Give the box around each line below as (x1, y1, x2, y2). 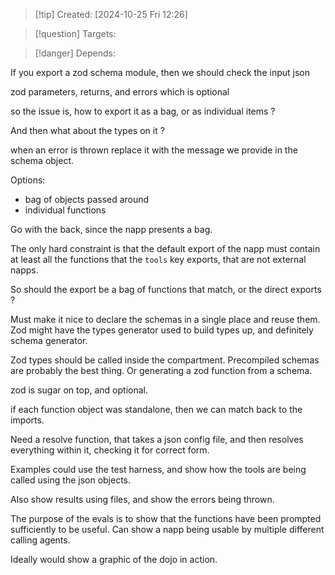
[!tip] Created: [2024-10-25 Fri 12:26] (34, 9, 188, 20)
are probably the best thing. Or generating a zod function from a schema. (10, 365, 313, 376)
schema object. (10, 155, 75, 166)
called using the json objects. (10, 474, 132, 486)
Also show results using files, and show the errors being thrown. (10, 494, 275, 505)
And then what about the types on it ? (10, 125, 165, 136)
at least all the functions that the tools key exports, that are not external (10, 254, 307, 265)
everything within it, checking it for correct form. (10, 444, 210, 456)
